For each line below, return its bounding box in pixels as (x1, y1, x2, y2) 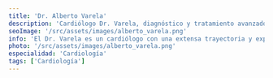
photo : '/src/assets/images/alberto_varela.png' (8, 42, 176, 50)
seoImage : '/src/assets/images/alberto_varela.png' (8, 27, 187, 35)
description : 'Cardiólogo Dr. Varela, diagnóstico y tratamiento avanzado (8, 19, 267, 28)
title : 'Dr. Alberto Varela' (8, 11, 107, 20)
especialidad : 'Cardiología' (8, 50, 107, 58)
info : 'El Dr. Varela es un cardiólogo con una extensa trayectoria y (8, 34, 253, 43)
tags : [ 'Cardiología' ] (8, 58, 85, 66)
